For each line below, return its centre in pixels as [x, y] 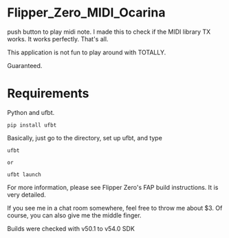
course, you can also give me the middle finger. [75, 215]
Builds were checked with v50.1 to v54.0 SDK [71, 228]
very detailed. [26, 195]
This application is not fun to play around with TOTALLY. [87, 52]
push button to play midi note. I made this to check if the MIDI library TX [109, 32]
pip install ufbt [32, 125]
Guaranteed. [25, 65]
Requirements [48, 94]
